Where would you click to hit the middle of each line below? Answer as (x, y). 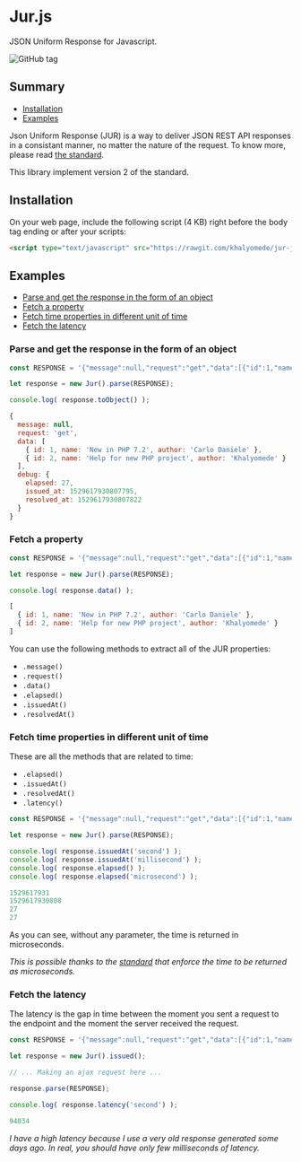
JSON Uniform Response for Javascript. (83, 41)
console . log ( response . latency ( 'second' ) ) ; (94, 1105)
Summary (37, 87)
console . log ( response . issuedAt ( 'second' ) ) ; (95, 852)
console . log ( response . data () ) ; (72, 590)
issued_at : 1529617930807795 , (82, 492)
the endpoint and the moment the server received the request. (124, 1024)
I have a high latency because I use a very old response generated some (144, 1138)
